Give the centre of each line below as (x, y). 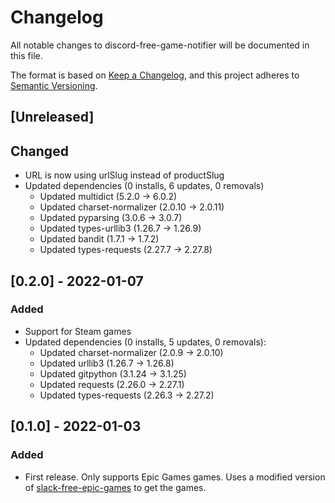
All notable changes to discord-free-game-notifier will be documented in (160, 45)
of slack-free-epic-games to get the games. (115, 487)
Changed (39, 151)
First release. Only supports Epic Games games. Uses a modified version (175, 477)
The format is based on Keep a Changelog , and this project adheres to (155, 75)
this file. (26, 55)
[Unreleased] (52, 117)
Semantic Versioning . (54, 85)
